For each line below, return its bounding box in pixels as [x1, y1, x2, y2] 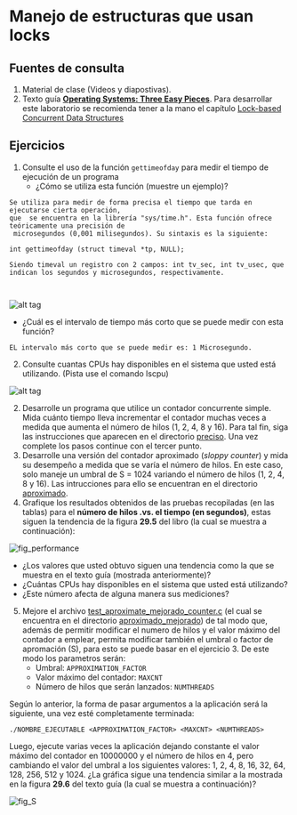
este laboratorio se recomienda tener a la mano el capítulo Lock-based [21, 103, 282, 113]
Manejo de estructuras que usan [9, 6, 254, 27]
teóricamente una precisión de [9, 221, 125, 230]
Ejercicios [9, 138, 65, 153]
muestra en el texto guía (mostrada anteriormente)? [21, 569, 212, 580]
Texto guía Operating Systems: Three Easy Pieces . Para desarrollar [21, 93, 273, 104]
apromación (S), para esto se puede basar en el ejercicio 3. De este [21, 643, 269, 654]
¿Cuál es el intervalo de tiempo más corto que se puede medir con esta [21, 316, 285, 327]
